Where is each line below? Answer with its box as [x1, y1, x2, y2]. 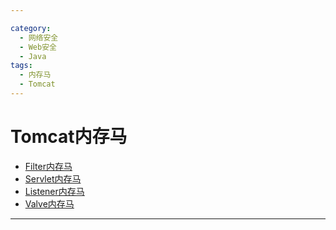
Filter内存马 [24, 160, 73, 172]
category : [10, 23, 52, 33]
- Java [19, 51, 47, 61]
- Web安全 [19, 42, 57, 52]
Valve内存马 [24, 197, 75, 210]
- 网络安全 [19, 32, 59, 43]
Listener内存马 [24, 185, 85, 197]
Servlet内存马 [24, 172, 82, 185]
